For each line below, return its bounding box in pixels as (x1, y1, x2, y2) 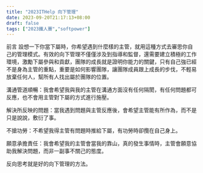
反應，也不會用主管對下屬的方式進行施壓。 (6, 94, 112, 101)
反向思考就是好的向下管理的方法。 (6, 160, 91, 168)
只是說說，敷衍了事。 (6, 114, 59, 122)
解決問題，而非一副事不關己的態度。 (16, 148, 107, 155)
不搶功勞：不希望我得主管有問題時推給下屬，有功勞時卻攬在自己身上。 (6, 127, 181, 134)
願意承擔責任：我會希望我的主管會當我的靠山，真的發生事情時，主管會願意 (6, 140, 192, 147)
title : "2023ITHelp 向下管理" (6, 8, 79, 15)
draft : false (6, 20, 39, 26)
